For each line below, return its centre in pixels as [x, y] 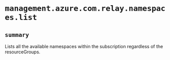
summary [17, 35]
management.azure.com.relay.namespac [85, 8]
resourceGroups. [23, 52]
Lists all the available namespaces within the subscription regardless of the [84, 46]
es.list [21, 18]
